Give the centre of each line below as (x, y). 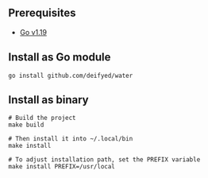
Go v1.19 (33, 32)
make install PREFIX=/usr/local (62, 167)
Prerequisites (42, 13)
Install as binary (48, 100)
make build (26, 125)
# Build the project (42, 118)
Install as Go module (60, 58)
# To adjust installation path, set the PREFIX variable (104, 160)
